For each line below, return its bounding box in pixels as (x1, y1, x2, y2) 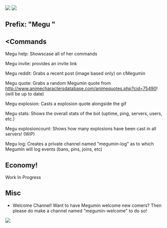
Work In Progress (5, 174, 41, 180)
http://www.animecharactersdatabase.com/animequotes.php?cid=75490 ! (5, 85, 158, 92)
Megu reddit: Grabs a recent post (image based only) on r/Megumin (5, 70, 146, 76)
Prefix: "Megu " (5, 20, 56, 29)
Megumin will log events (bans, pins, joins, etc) (5, 146, 103, 152)
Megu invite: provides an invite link (5, 61, 77, 67)
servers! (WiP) (5, 131, 35, 137)
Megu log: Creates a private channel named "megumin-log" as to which (5, 141, 154, 147)
